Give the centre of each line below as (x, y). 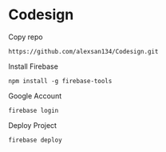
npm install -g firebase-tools (60, 81)
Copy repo (26, 37)
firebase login (34, 110)
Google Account (35, 96)
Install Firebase (33, 66)
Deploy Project (33, 125)
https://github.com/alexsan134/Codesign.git (83, 51)
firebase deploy (35, 140)
